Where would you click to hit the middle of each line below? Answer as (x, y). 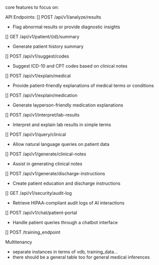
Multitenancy (19, 242)
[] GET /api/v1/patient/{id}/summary (42, 37)
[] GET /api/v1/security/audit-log (38, 193)
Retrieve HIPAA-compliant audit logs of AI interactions (68, 203)
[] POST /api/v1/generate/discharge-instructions (55, 173)
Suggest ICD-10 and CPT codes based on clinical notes (70, 66)
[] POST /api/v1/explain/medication (42, 95)
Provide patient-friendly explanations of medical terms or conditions (83, 86)
